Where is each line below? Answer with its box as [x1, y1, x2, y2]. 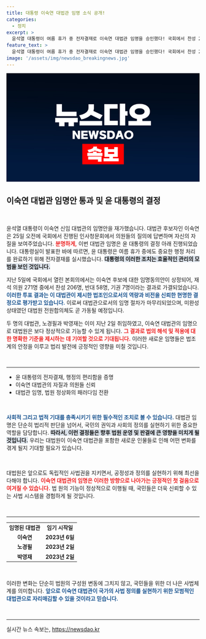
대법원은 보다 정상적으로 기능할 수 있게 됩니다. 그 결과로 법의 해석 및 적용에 [12, 327, 190, 335]
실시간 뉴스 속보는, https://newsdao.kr [6, 626, 100, 633]
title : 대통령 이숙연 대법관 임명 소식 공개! [6, 10, 105, 16]
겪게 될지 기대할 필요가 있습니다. [6, 445, 84, 452]
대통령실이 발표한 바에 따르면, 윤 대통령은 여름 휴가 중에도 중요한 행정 [19, 248, 185, 255]
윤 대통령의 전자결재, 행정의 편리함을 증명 [15, 373, 114, 381]
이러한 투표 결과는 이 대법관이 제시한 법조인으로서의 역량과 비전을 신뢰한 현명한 [6, 291, 192, 299]
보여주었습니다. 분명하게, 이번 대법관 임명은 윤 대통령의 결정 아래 [17, 240, 172, 248]
